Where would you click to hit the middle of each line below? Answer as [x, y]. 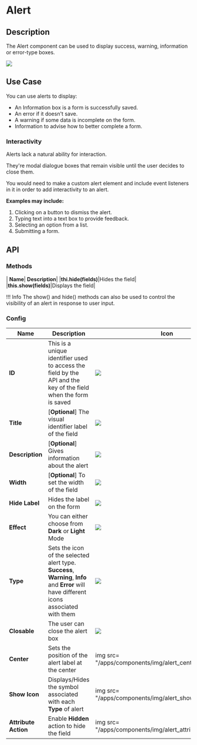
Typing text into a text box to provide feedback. [72, 219]
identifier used [68, 358]
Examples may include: [35, 201]
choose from [65, 524]
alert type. [62, 563]
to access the [67, 365]
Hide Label [24, 503]
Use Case [24, 82]
